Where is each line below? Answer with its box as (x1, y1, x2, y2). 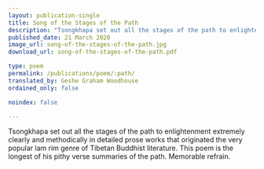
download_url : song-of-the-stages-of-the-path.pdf (8, 48, 178, 56)
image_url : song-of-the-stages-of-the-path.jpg (8, 41, 167, 49)
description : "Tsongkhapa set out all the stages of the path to (8, 26, 226, 34)
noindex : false (8, 98, 58, 106)
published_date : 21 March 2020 (8, 33, 111, 42)
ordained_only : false (8, 84, 79, 92)
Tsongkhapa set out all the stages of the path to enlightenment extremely (8, 127, 245, 136)
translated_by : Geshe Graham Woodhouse (8, 76, 139, 85)
